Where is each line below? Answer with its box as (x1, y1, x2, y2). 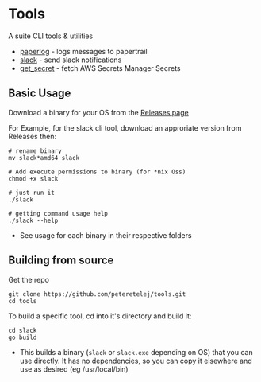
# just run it (8, 189, 56, 197)
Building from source (8, 254, 114, 267)
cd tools (8, 297, 37, 305)
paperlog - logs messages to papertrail (19, 46, 148, 56)
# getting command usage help (8, 209, 109, 217)
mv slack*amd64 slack (8, 154, 80, 162)
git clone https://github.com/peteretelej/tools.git (8, 290, 186, 298)
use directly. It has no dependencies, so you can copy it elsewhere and (19, 356, 252, 365)
